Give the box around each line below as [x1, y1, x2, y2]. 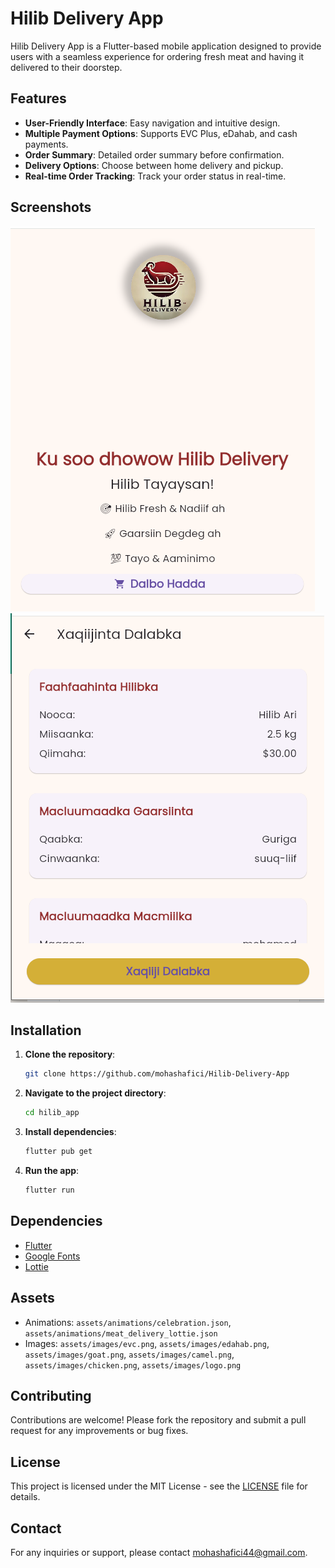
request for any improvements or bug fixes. [10, 1425, 189, 1437]
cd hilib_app [24, 1108, 80, 1118]
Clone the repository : [24, 1048, 116, 1061]
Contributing [10, 1387, 92, 1404]
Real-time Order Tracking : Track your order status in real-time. [24, 170, 287, 182]
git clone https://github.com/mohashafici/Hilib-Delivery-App [24, 1069, 290, 1079]
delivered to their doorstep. [10, 61, 123, 73]
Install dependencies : [24, 1126, 117, 1138]
